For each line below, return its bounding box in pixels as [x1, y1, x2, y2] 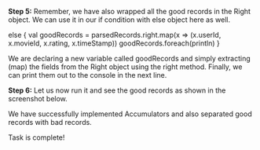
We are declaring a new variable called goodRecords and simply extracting [8, 54, 251, 63]
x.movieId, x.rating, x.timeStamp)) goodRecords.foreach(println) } [8, 38, 220, 48]
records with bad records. [8, 118, 92, 126]
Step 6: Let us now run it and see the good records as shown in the [8, 86, 226, 95]
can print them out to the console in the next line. [8, 71, 167, 79]
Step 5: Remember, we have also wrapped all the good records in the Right [8, 7, 251, 16]
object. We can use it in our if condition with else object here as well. [8, 15, 230, 24]
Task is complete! [8, 133, 65, 142]
